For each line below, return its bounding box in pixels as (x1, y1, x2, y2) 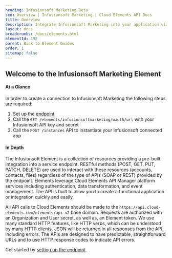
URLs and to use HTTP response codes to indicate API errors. (5, 237, 136, 243)
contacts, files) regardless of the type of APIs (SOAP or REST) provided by (5, 172, 162, 178)
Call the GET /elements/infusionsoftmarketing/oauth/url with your (12, 116, 155, 122)
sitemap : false (5, 50, 38, 56)
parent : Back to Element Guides (5, 41, 74, 46)
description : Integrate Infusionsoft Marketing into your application (5, 22, 159, 27)
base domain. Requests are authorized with (71, 209, 162, 216)
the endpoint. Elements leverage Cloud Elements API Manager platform (5, 178, 155, 184)
